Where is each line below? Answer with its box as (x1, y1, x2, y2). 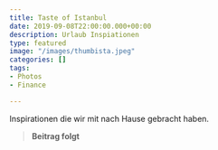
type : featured (9, 38, 67, 48)
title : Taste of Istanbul (9, 13, 107, 23)
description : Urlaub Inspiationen (9, 30, 140, 39)
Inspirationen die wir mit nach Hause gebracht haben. (9, 113, 210, 124)
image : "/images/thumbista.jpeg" (9, 47, 136, 56)
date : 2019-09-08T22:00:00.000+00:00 (9, 22, 152, 31)
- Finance (9, 80, 47, 89)
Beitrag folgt (31, 130, 80, 141)
